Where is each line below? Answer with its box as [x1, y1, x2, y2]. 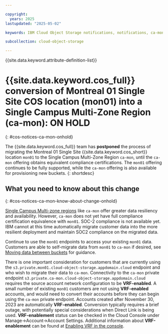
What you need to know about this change [5, 185, 139, 193]
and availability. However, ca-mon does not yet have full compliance [5, 213, 143, 219]
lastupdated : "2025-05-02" [5, 21, 61, 26]
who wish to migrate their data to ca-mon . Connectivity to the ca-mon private [5, 269, 159, 275]
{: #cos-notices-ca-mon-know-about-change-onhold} [5, 198, 117, 204]
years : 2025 [9, 16, 35, 22]
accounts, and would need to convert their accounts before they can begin [5, 291, 159, 297]
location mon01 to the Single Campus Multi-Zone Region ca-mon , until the [5, 154, 152, 160]
